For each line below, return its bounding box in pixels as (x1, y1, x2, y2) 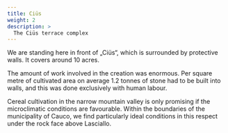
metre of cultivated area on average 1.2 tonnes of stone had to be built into (7, 77, 221, 85)
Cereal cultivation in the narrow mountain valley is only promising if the (7, 98, 211, 106)
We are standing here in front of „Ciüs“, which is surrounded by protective (7, 48, 218, 57)
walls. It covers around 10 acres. (7, 56, 99, 64)
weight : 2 (7, 17, 36, 24)
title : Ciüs (7, 10, 42, 17)
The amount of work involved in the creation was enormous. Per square (7, 69, 213, 78)
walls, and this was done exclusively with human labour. (7, 84, 168, 92)
